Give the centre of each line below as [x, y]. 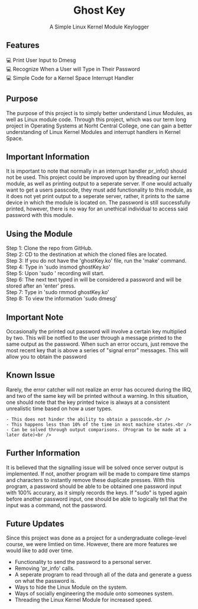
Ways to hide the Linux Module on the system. [71, 587]
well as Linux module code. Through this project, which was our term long [96, 119]
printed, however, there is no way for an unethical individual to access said [97, 209]
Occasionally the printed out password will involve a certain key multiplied [96, 331]
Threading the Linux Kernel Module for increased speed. [83, 600]
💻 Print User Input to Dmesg [41, 60]
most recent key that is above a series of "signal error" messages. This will [97, 350]
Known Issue [30, 375]
